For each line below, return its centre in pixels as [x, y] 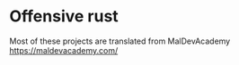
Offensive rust [64, 16]
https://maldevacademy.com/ [64, 50]
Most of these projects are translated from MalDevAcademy [120, 41]
